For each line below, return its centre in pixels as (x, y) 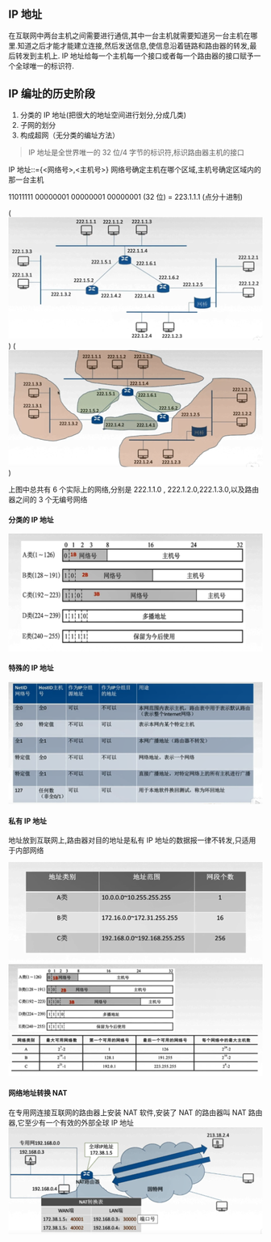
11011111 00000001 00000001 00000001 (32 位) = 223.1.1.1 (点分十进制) (126, 196)
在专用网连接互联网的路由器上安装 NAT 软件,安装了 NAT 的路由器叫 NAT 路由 (135, 1113)
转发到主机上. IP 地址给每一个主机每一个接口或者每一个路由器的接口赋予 (134, 56)
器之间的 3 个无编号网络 (48, 500)
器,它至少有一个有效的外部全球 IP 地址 (71, 1123)
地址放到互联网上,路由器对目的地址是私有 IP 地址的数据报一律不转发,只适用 (132, 840)
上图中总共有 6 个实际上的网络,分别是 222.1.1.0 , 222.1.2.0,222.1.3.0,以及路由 (134, 490)
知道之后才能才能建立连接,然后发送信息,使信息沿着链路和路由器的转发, (133, 45)
